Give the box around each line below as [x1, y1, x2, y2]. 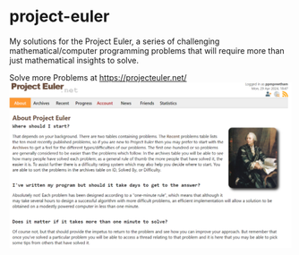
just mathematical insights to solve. [9, 55, 140, 65]
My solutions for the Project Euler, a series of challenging [9, 36, 220, 47]
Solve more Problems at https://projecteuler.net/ [9, 72, 187, 82]
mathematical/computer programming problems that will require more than [9, 45, 285, 55]
